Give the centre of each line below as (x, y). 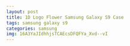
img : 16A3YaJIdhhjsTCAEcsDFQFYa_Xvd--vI (57, 34)
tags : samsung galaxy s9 (37, 23)
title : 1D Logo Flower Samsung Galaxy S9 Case (65, 17)
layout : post (22, 12)
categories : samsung (32, 28)
